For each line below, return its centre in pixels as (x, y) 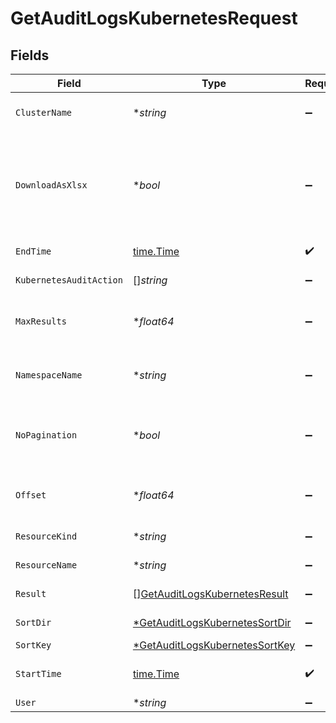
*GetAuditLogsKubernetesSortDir (212, 622)
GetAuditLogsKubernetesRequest (154, 18)
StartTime (38, 673)
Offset (31, 495)
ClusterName (44, 112)
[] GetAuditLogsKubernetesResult (210, 594)
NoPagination (46, 435)
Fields (30, 55)
